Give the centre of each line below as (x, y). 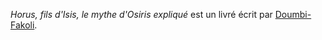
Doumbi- (293, 14)
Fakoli (22, 25)
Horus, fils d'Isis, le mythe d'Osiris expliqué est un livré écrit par (141, 14)
